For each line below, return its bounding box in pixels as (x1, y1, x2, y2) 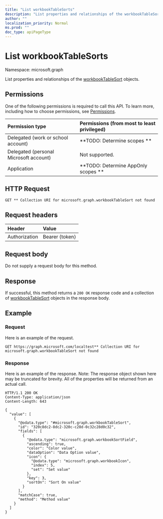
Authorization (7, 233, 38, 240)
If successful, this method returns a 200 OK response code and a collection (5, 290, 154, 296)
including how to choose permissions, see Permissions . (5, 108, 116, 114)
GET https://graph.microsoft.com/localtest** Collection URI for (5, 344, 140, 349)
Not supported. (80, 151, 114, 158)
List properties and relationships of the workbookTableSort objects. (5, 76, 140, 82)
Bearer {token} (43, 233, 76, 240)
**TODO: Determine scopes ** (80, 137, 152, 144)
